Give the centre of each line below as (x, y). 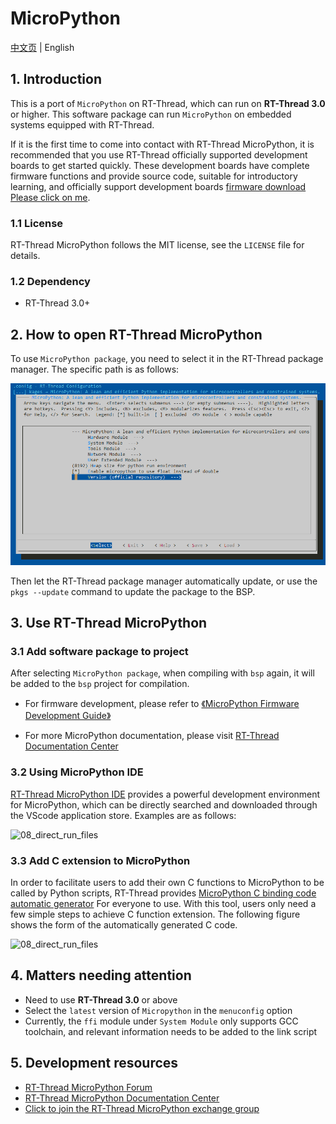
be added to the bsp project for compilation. (100, 684)
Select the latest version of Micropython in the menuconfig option (158, 1010)
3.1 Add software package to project (99, 651)
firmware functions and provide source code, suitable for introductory (154, 176)
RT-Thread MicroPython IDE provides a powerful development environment (165, 794)
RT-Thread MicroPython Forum (88, 1087)
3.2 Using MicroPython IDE (77, 772)
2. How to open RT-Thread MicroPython (136, 334)
